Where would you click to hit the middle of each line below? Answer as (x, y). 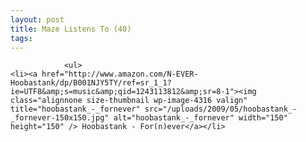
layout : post (37, 19)
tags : (21, 38)
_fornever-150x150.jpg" (60, 118)
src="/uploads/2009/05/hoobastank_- (221, 109)
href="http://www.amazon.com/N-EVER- (120, 74)
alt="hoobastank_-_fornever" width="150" (200, 118)
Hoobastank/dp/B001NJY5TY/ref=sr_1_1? (91, 83)
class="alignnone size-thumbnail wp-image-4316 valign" (129, 101)
